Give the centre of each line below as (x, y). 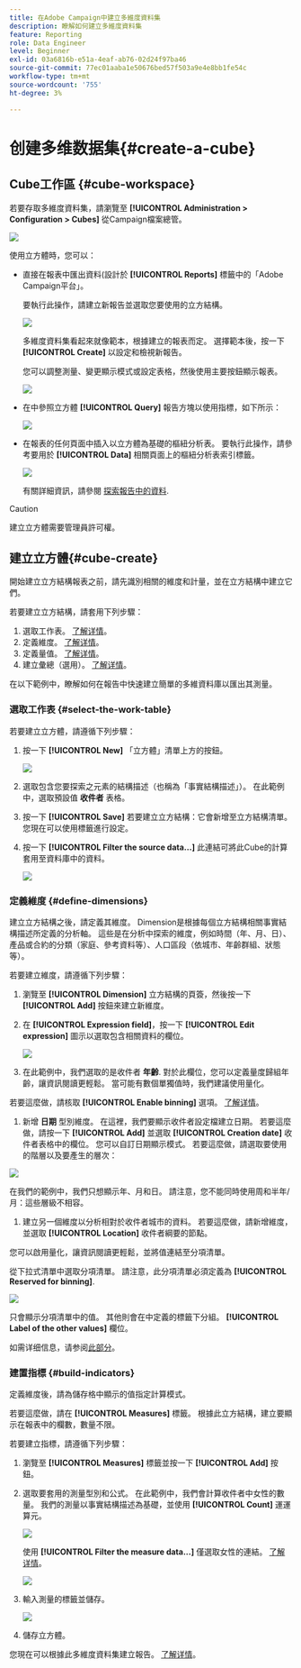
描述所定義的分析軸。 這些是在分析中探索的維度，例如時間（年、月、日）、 (154, 933)
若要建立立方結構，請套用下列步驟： (76, 612)
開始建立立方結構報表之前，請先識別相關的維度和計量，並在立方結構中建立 (147, 581)
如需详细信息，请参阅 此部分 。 (64, 1347)
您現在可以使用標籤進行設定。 (77, 828)
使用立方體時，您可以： (53, 255)
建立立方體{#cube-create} (84, 558)
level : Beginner (40, 51)
